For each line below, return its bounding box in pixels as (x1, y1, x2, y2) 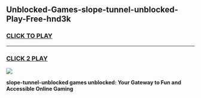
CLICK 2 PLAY (6, 54, 48, 62)
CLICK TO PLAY (6, 32, 53, 40)
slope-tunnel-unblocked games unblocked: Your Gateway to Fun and (6, 78, 181, 86)
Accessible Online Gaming (6, 85, 74, 92)
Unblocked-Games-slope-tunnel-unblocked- (6, 5, 178, 15)
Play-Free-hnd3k (6, 14, 71, 24)
